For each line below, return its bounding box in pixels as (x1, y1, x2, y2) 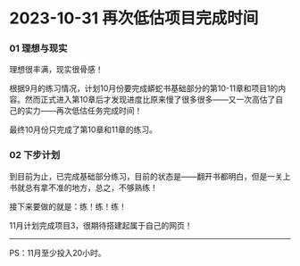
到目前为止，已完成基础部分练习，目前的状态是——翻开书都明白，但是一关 (9, 170, 283, 181)
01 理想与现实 (9, 42, 68, 54)
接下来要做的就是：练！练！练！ (9, 201, 127, 212)
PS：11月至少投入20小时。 (9, 247, 106, 258)
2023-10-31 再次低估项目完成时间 (9, 8, 259, 29)
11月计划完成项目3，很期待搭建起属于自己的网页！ (9, 220, 194, 230)
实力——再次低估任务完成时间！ (24, 105, 143, 116)
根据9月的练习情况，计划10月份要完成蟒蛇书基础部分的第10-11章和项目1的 (9, 83, 279, 94)
